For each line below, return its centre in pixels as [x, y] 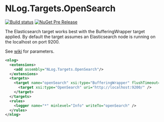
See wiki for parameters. [30, 51]
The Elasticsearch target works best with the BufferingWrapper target [75, 31]
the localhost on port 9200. [32, 41]
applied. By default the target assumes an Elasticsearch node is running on [80, 37]
